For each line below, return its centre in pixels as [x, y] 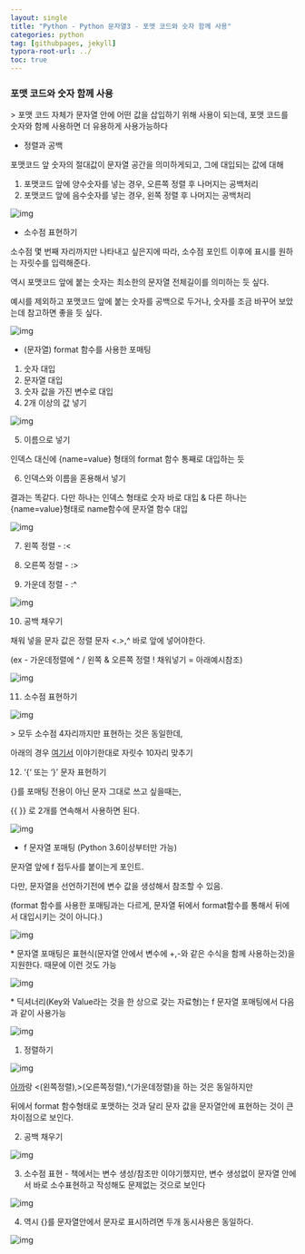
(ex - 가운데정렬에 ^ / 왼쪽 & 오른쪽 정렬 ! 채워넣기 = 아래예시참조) [127, 660]
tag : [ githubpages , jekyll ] [64, 43]
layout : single [39, 18]
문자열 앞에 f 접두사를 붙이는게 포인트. [77, 867]
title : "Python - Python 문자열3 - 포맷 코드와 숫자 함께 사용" [121, 26]
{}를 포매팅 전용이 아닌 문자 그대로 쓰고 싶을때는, [96, 791]
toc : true [29, 60]
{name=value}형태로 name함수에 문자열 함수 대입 [99, 509]
